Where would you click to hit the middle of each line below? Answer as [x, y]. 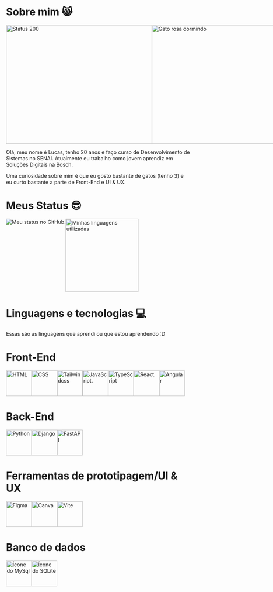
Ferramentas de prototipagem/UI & [92, 476]
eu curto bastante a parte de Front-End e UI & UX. [66, 182]
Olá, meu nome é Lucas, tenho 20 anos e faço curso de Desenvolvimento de [98, 152]
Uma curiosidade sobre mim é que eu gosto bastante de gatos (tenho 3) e [95, 175]
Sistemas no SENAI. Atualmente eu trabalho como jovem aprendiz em [90, 158]
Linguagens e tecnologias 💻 [76, 314]
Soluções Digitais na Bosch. [39, 164]
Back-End [30, 416]
